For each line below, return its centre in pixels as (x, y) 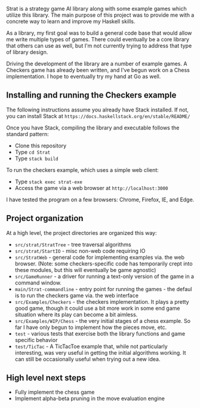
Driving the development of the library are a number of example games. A (97, 64)
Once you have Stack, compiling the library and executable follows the (93, 128)
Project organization (45, 218)
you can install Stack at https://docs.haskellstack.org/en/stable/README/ (98, 116)
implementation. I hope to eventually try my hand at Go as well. (84, 76)
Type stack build (36, 158)
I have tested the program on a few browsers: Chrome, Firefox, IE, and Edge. (100, 200)
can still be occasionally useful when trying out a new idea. (87, 359)
